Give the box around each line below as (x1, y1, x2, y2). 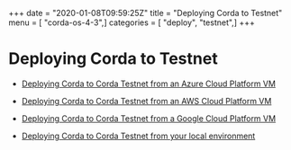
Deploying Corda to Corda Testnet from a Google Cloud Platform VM (21, 112, 277, 124)
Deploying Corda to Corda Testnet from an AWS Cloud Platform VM (21, 95, 272, 106)
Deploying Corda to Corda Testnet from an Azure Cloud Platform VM (21, 78, 277, 89)
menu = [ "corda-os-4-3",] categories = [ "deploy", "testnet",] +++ (8, 17, 256, 28)
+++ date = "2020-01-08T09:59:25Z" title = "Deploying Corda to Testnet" (8, 8, 283, 18)
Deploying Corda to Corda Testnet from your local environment (21, 130, 256, 141)
